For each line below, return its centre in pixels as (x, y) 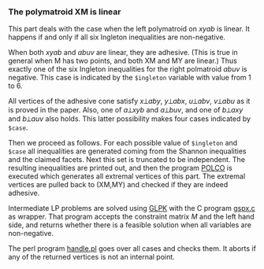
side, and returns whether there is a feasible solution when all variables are (130, 225)
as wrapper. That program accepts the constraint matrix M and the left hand (131, 217)
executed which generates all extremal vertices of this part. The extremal (127, 176)
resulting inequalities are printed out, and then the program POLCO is (120, 168)
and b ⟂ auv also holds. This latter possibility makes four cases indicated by (129, 119)
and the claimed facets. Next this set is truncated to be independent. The (127, 160)
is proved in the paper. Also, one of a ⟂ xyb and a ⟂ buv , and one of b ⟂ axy (126, 110)
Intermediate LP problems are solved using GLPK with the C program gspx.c (132, 208)
